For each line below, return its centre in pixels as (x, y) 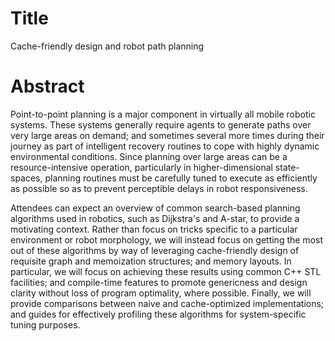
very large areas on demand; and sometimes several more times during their (167, 135)
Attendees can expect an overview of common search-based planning (155, 208)
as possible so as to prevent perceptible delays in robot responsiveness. (159, 188)
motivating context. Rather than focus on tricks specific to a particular (154, 229)
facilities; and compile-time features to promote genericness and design (159, 282)
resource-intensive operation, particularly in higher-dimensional (141, 167)
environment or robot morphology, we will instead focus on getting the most (167, 239)
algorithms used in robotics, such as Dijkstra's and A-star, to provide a (155, 218)
